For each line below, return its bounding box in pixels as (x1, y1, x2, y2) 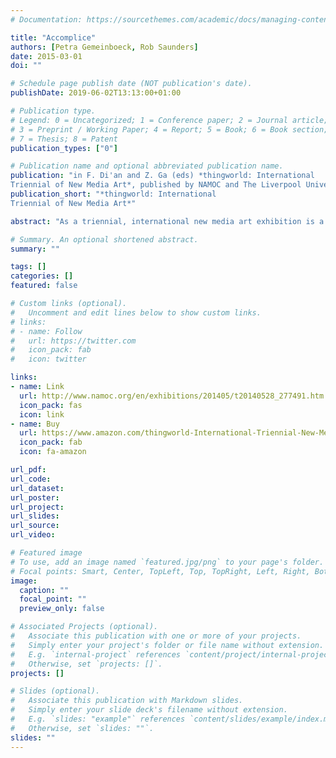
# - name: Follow (10, 326, 83, 336)
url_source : (10, 521, 60, 531)
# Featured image (10, 548, 83, 558)
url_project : (10, 502, 65, 512)
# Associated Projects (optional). (10, 622, 159, 632)
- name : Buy (10, 419, 60, 429)
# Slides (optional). (10, 686, 101, 696)
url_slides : (10, 511, 60, 521)
